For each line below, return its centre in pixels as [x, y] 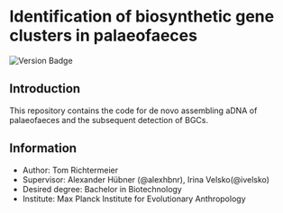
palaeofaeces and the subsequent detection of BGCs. [109, 120]
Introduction [45, 89]
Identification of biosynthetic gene [142, 17]
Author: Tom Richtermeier [70, 170]
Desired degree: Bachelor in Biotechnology [102, 189]
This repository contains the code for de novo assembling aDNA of [133, 111]
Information [43, 149]
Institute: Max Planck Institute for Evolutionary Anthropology [134, 199]
